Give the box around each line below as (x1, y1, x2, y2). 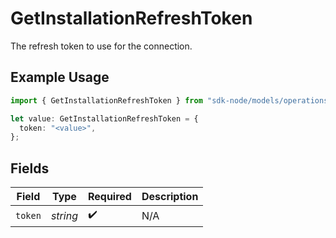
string (50, 208, 78, 222)
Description (141, 190, 199, 204)
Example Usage (10, 69, 110, 86)
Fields (10, 160, 50, 177)
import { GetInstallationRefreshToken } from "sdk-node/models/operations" (10, 95, 333, 106)
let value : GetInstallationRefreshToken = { (10, 113, 199, 124)
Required (87, 190, 132, 204)
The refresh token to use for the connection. (10, 40, 193, 52)
